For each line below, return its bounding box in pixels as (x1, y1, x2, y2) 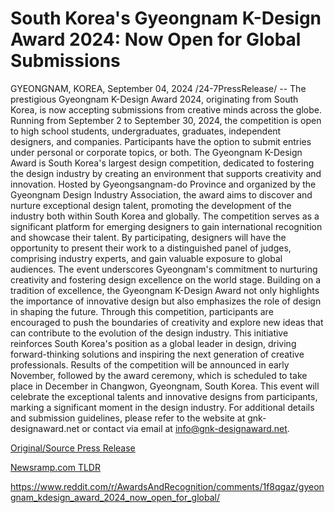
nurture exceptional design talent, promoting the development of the (10, 199, 292, 211)
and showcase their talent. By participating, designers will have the (10, 231, 287, 243)
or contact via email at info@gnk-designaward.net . (81, 422, 290, 434)
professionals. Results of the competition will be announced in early (10, 358, 290, 371)
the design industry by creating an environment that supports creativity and (10, 167, 322, 179)
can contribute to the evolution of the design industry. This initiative (10, 327, 289, 339)
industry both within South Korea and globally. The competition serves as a (10, 210, 320, 222)
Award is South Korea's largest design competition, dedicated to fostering (10, 157, 315, 169)
